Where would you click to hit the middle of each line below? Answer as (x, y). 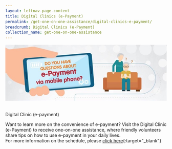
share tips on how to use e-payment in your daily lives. (63, 135)
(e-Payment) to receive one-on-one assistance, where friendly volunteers (83, 130)
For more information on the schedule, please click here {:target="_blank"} (83, 140)
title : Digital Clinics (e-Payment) (44, 16)
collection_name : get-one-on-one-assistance (53, 33)
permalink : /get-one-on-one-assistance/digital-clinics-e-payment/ (79, 22)
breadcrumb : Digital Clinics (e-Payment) (50, 27)
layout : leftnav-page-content (38, 11)
